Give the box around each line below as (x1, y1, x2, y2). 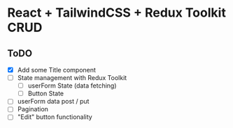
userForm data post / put (17, 97, 90, 106)
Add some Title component (17, 66, 97, 74)
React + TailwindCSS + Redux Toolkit (7, 5, 226, 21)
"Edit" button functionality (17, 113, 92, 121)
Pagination (17, 105, 49, 113)
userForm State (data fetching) (27, 81, 117, 90)
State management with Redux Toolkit (17, 74, 127, 82)
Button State (27, 89, 64, 98)
